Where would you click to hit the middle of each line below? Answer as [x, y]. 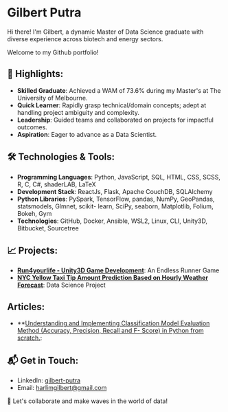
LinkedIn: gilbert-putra [49, 380]
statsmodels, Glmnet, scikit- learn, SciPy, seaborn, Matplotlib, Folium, [115, 206]
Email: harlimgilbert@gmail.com [62, 388]
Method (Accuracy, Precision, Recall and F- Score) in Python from [110, 331]
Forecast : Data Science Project [61, 285]
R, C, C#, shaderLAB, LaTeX [56, 184]
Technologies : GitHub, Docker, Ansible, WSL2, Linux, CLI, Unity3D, [112, 221]
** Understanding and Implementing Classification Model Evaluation [113, 323]
